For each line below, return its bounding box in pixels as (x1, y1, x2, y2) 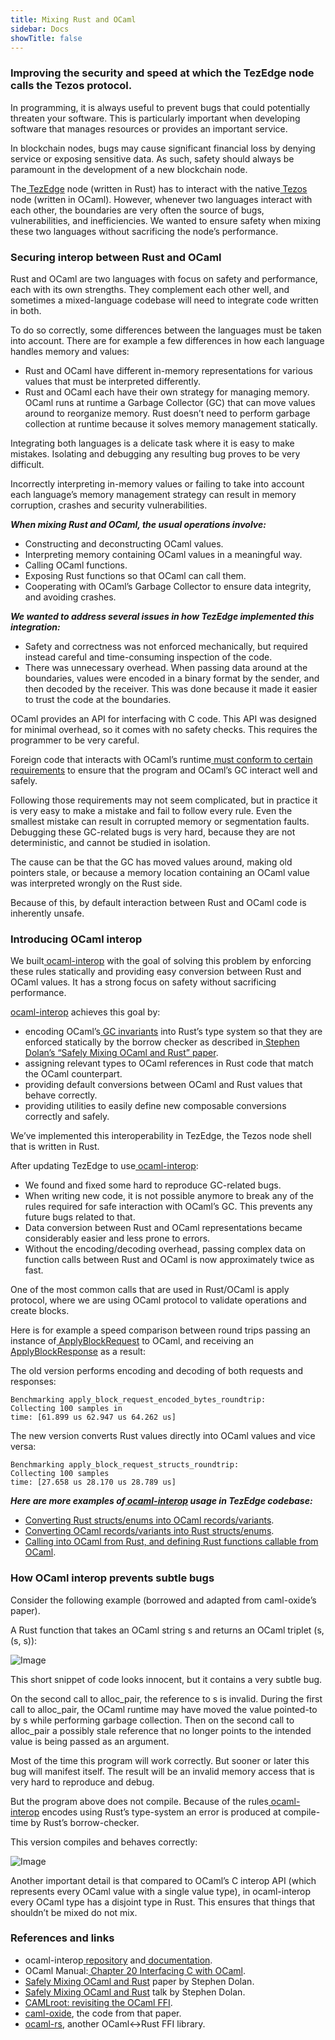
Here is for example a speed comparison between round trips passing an (10, 1324, 311, 1336)
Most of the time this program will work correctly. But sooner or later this (10, 1754, 310, 1766)
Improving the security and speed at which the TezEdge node (10, 66, 315, 80)
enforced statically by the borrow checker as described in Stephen (24, 1036, 300, 1048)
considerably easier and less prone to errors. (24, 1232, 211, 1245)
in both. (10, 304, 42, 316)
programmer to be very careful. (10, 734, 140, 746)
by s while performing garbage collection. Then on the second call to (10, 1714, 295, 1726)
